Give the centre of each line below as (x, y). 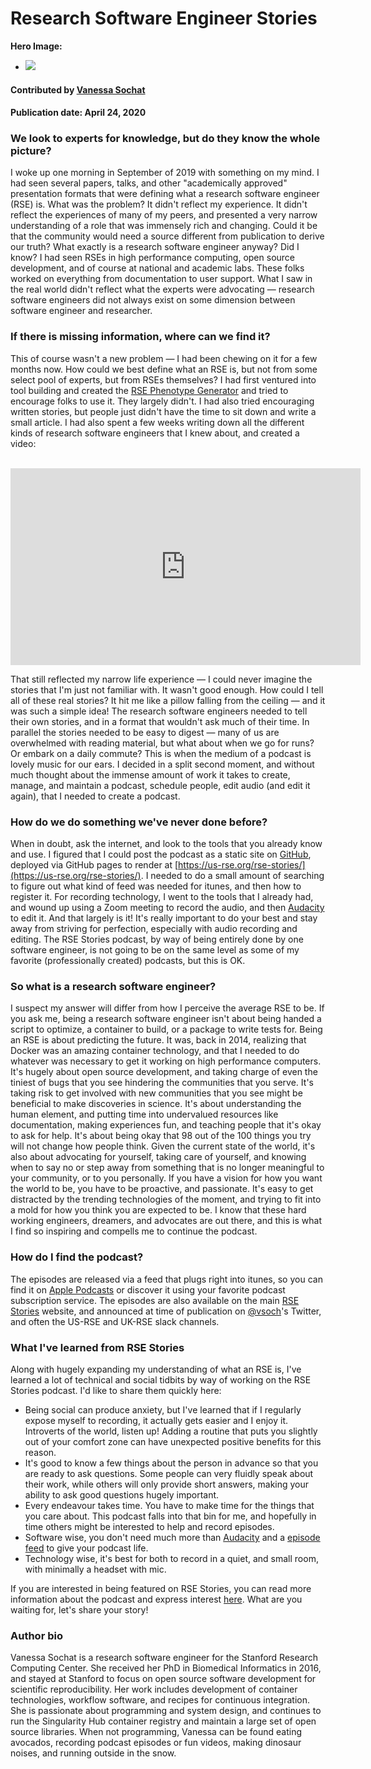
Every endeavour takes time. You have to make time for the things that (169, 1505)
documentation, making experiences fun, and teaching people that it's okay (166, 1125)
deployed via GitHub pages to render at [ (94, 865)
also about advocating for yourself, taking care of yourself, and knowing (158, 1157)
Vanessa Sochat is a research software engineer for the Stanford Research (164, 1658)
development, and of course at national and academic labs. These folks (157, 268)
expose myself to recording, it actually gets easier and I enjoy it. (156, 1420)
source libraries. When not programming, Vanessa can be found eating (156, 1732)
